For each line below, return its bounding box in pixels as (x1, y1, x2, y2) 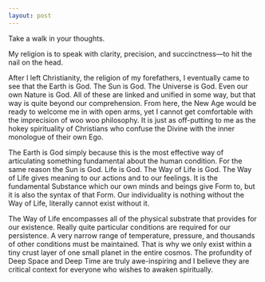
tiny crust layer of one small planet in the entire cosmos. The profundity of (8, 248, 252, 257)
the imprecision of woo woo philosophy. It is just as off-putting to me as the (8, 115, 256, 124)
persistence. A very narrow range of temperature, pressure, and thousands (8, 230, 255, 240)
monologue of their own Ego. (8, 132, 104, 142)
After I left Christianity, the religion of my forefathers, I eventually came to (8, 72, 250, 82)
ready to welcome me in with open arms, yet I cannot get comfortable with (8, 107, 254, 116)
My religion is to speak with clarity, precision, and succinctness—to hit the (8, 49, 253, 58)
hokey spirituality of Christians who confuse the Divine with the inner (8, 123, 235, 133)
